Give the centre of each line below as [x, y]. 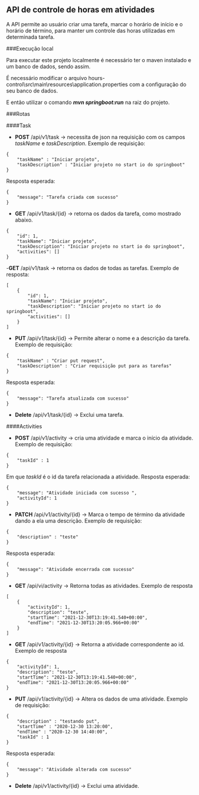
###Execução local [30, 48]
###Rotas [18, 113]
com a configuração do [158, 84]
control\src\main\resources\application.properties [67, 84]
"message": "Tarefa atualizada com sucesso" [73, 398]
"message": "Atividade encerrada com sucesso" [76, 569]
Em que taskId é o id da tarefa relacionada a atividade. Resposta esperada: [98, 477]
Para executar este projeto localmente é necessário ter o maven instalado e [99, 60]
